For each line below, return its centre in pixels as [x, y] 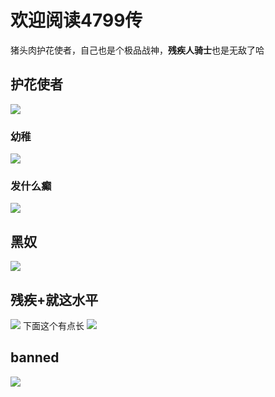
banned [35, 357]
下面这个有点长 [53, 325]
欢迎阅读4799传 [76, 20]
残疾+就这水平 [54, 299]
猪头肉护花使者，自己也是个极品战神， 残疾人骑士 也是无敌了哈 [137, 50]
